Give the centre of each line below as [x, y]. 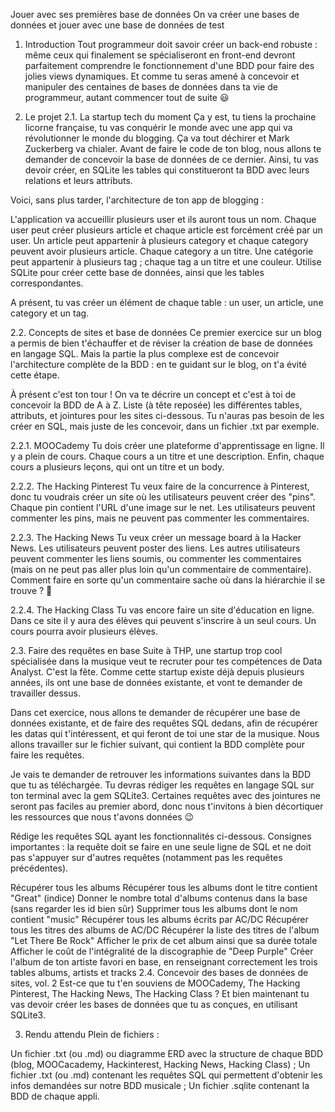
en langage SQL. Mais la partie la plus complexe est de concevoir [145, 353]
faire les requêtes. [47, 755]
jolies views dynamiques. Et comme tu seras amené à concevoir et [162, 76]
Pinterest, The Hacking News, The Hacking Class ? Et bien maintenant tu [160, 993]
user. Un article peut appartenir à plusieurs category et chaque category [159, 240]
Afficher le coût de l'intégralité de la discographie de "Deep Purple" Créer [162, 951]
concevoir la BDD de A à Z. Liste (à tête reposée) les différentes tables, [156, 405]
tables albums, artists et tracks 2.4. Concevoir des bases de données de [159, 972]
